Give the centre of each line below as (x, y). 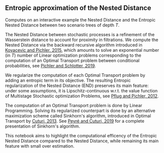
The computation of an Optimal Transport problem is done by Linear (74, 105)
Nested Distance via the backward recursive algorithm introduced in (74, 45)
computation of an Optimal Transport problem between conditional (72, 60)
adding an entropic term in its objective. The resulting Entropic (68, 80)
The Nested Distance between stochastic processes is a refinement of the (80, 34)
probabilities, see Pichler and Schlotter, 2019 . (51, 66)
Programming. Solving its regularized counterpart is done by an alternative (80, 110)
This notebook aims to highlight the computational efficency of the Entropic (81, 135)
